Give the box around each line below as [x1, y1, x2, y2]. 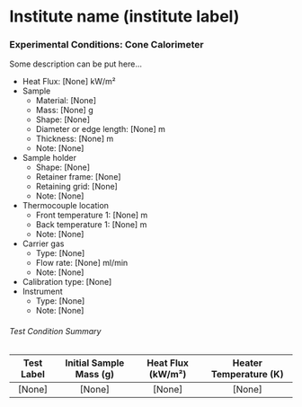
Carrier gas [22, 238, 65, 249]
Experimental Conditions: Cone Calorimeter [9, 39, 204, 51]
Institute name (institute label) [9, 6, 240, 27]
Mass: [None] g [35, 105, 93, 116]
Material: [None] [35, 95, 97, 106]
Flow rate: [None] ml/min [35, 258, 129, 269]
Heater [232, 357, 262, 369]
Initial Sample [65, 357, 125, 369]
